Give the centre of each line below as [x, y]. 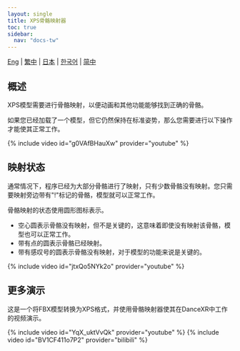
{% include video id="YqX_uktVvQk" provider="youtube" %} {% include [113, 332]
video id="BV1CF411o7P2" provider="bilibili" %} [77, 340]
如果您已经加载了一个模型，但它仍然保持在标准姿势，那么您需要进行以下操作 [120, 120]
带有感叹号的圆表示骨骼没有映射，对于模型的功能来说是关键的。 [111, 252]
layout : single [30, 14]
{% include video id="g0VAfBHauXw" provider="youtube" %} [98, 143]
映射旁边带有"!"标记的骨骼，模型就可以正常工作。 [86, 195]
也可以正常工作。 [49, 234]
